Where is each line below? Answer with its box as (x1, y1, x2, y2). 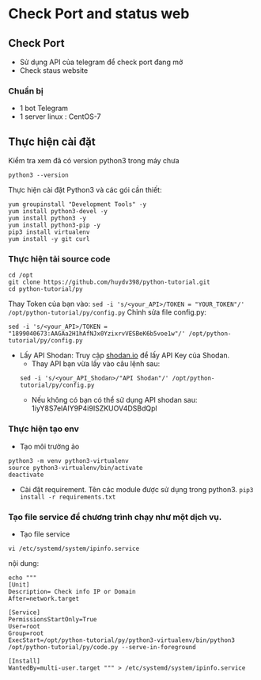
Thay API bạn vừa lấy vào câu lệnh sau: (31, 359, 161, 369)
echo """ (8, 574, 37, 582)
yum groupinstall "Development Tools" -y (8, 201, 147, 208)
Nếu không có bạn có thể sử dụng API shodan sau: (31, 395, 198, 405)
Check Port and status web (8, 5, 190, 23)
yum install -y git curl (8, 235, 90, 243)
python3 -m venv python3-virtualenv (8, 457, 129, 464)
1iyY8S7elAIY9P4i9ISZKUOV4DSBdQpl (31, 403, 157, 413)
